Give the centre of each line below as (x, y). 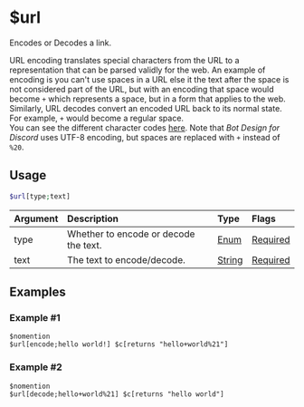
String (230, 259)
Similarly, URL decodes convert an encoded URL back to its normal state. (146, 108)
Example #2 (36, 367)
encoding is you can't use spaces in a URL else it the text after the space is (149, 79)
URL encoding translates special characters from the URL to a (124, 60)
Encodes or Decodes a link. (61, 43)
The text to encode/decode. (126, 259)
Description (93, 218)
